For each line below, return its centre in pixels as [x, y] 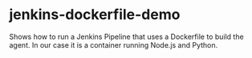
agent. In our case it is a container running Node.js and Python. [114, 44]
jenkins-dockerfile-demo [95, 15]
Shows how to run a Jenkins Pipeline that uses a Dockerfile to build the [126, 37]
